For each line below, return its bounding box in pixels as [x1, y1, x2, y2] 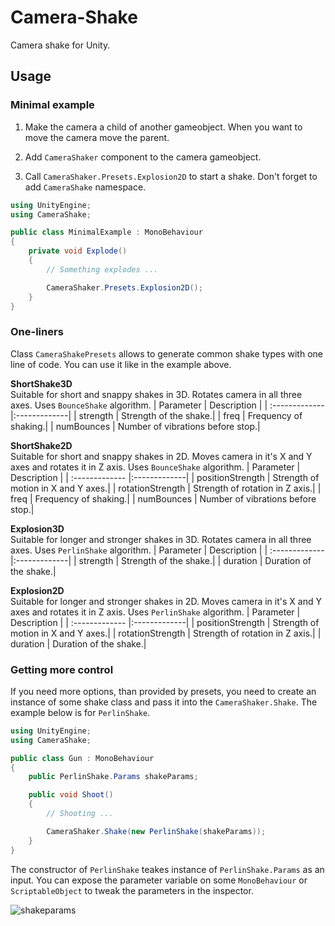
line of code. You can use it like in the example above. [10, 358, 232, 370]
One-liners [10, 325, 64, 339]
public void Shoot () [28, 790, 114, 800]
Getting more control [10, 662, 114, 676]
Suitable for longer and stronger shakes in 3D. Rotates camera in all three [10, 533, 312, 545]
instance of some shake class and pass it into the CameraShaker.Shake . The [10, 696, 318, 708]
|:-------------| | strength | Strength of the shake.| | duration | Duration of [10, 554, 312, 566]
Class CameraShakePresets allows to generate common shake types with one [10, 347, 323, 360]
